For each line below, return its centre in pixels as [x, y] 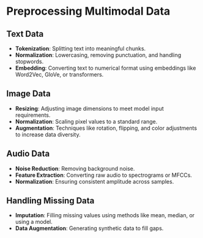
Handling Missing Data [50, 201]
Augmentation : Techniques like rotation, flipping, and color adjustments [106, 128]
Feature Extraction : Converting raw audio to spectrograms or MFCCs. [104, 175]
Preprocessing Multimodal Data [88, 11]
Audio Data [28, 154]
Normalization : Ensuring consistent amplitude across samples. [94, 181]
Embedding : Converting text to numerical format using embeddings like [105, 68]
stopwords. [29, 61]
